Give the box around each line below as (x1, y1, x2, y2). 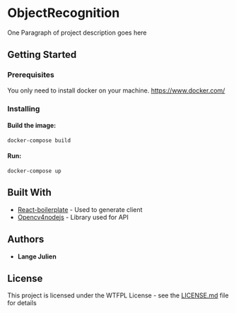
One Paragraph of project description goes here (7, 28, 147, 37)
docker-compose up (7, 167, 61, 175)
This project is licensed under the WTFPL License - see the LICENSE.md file (7, 291, 229, 300)
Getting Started (7, 49, 77, 61)
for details (7, 299, 37, 307)
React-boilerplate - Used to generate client (17, 205, 143, 213)
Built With (7, 187, 52, 199)
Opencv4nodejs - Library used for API (17, 213, 129, 221)
